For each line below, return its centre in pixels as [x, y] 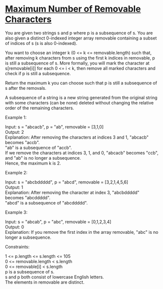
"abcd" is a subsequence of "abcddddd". [46, 203]
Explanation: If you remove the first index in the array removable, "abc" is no [82, 232]
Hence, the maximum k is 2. [33, 163]
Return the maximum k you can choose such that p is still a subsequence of [81, 83]
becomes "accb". [22, 142]
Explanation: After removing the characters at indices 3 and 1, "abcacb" [77, 137]
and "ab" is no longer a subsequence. [43, 158]
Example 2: [16, 172]
